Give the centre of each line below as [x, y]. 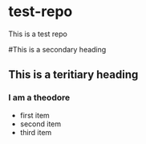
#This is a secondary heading [57, 49]
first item [34, 115]
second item [41, 124]
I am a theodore [39, 97]
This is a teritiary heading [73, 75]
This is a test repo [38, 34]
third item [36, 132]
